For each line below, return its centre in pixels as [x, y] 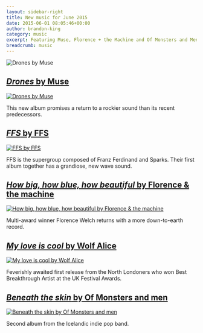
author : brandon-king [34, 29]
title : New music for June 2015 [47, 17]
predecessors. [24, 114]
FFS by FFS [28, 133]
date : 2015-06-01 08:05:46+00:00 [48, 23]
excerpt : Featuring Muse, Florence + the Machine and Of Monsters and [97, 40]
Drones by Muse [38, 82]
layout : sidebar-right [35, 12]
